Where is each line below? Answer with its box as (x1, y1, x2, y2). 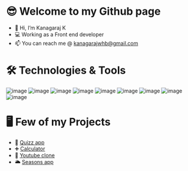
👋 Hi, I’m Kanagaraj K (14, 24, 66, 31)
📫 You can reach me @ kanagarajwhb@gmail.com (14, 40, 138, 47)
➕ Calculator (14, 145, 45, 152)
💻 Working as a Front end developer (14, 31, 104, 38)
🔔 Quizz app (14, 139, 45, 146)
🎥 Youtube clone (14, 152, 55, 159)
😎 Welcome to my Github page (6, 5, 161, 18)
